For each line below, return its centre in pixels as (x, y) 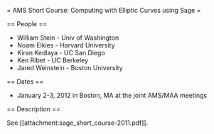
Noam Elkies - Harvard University (66, 45)
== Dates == (25, 82)
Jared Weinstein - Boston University (70, 68)
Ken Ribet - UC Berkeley (53, 60)
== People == (27, 24)
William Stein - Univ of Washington (68, 38)
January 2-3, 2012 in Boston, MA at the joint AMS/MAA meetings (112, 95)
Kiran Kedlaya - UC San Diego (61, 53)
